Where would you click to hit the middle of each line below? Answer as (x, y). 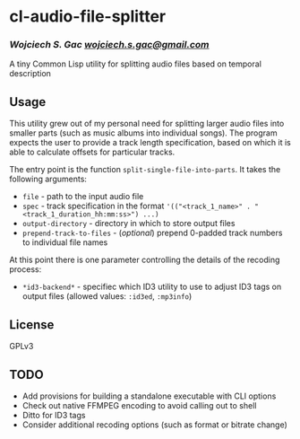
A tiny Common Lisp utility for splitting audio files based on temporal (136, 64)
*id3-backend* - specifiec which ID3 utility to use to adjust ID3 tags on (152, 287)
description (30, 74)
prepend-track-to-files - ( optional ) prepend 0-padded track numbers (152, 233)
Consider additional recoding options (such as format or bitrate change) (155, 425)
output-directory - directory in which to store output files (129, 224)
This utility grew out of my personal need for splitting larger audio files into (147, 124)
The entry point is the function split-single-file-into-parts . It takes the (145, 170)
